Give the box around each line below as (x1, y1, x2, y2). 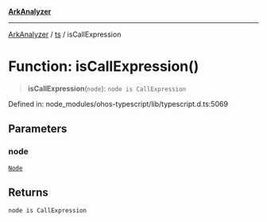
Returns (8, 186, 49, 200)
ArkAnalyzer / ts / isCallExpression (8, 29, 122, 39)
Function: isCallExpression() (8, 57, 199, 76)
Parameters (8, 123, 68, 136)
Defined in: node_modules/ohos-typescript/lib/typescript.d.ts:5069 (8, 99, 229, 108)
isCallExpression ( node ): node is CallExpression (27, 84, 187, 93)
